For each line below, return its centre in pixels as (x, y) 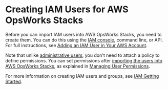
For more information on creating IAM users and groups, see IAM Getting (82, 76)
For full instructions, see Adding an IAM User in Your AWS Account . (76, 45)
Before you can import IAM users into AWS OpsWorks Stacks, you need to (83, 34)
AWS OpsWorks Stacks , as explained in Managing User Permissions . (78, 66)
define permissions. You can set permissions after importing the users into (84, 60)
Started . (14, 81)
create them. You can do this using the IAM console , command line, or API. (84, 40)
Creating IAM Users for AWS (67, 9)
